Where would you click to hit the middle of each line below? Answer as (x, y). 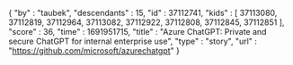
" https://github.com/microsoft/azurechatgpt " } (94, 51)
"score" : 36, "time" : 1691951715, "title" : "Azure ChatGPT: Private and (138, 32)
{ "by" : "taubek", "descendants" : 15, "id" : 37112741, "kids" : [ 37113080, (143, 13)
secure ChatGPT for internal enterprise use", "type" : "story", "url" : (133, 41)
